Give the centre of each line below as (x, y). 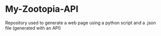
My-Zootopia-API (42, 9)
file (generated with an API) (33, 28)
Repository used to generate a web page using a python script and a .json (80, 23)
